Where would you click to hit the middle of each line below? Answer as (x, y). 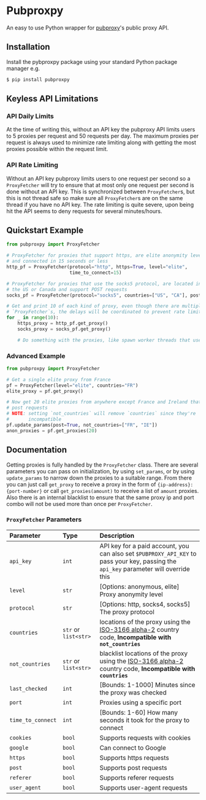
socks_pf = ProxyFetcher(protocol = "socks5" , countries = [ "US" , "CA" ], (97, 295)
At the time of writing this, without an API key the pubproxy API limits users (101, 130)
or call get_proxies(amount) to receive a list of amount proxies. (121, 491)
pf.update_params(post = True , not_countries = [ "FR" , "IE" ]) (82, 425)
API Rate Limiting (32, 165)
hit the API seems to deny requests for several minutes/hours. (84, 211)
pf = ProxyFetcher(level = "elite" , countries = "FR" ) (72, 385)
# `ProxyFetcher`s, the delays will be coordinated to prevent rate (96, 312)
